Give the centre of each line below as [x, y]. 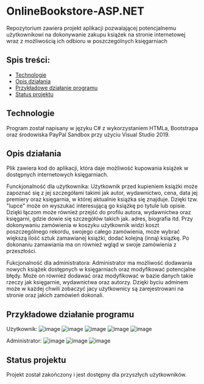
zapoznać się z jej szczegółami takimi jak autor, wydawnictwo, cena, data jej [102, 193]
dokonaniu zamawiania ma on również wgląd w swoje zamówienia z [91, 245]
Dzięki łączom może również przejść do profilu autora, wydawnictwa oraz [99, 212]
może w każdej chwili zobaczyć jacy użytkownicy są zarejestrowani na [95, 289]
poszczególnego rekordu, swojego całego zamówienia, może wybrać [93, 232]
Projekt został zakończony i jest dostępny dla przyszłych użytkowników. [97, 375]
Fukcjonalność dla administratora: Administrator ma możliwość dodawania [100, 263]
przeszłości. [22, 251]
